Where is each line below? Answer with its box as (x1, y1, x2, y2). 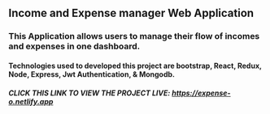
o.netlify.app (8, 96, 54, 106)
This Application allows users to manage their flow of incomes (8, 31, 260, 42)
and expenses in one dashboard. (8, 40, 141, 52)
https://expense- (172, 88, 231, 98)
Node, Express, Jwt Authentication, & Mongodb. (8, 69, 176, 79)
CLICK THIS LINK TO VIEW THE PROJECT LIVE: (8, 88, 171, 98)
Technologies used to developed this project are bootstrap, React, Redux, (8, 61, 262, 70)
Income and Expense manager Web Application (8, 6, 255, 20)
